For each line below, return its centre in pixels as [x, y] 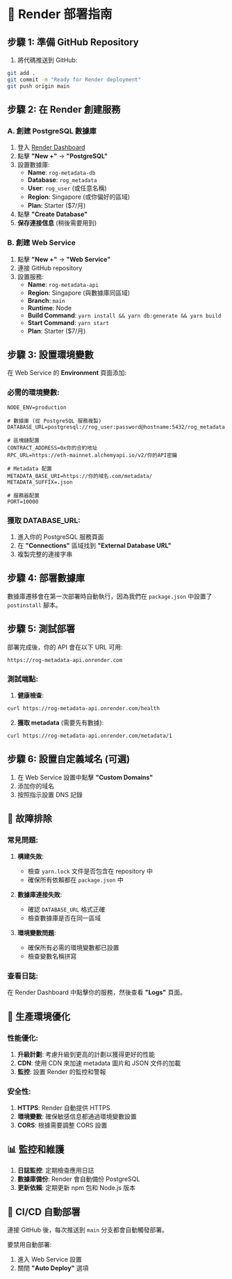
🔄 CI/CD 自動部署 [44, 1212]
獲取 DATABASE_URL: [44, 520]
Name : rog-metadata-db [61, 173]
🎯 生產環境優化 [39, 1016]
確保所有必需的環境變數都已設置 [73, 948]
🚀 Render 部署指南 [60, 14]
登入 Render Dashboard [51, 147]
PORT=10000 [23, 502]
